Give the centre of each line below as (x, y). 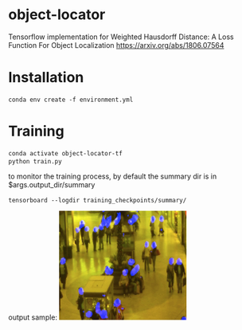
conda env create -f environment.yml (71, 100)
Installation (46, 78)
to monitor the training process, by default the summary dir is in (113, 176)
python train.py (35, 161)
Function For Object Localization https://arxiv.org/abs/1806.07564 (116, 45)
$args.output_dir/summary (52, 184)
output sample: (33, 317)
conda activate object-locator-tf (66, 153)
